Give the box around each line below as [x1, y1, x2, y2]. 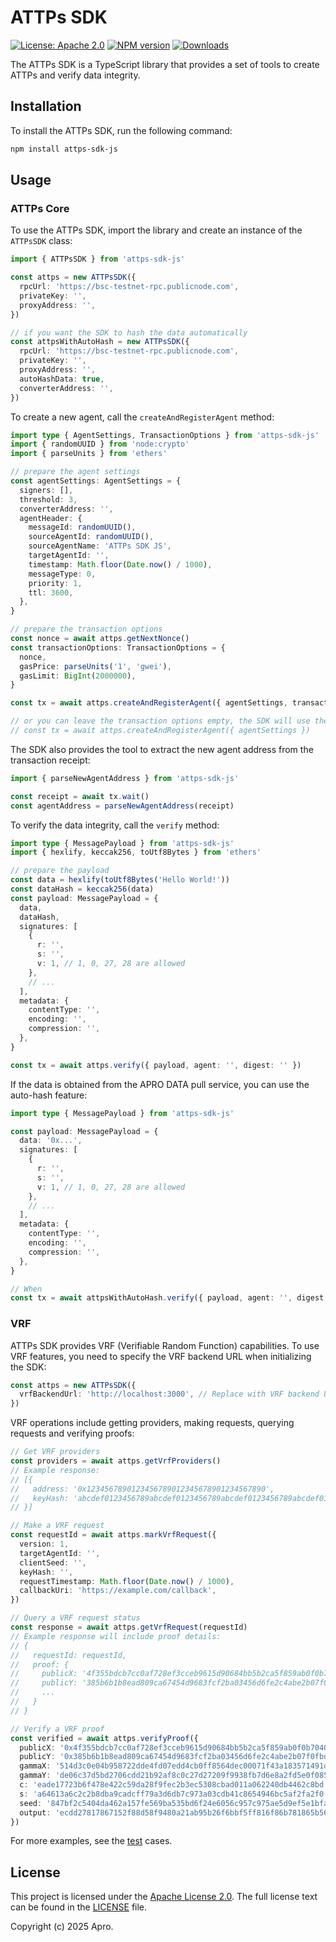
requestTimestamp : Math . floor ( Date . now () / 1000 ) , [19, 1576, 235, 1586]
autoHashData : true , [19, 374, 105, 384]
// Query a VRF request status [10, 1613, 141, 1623]
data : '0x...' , [19, 1136, 83, 1146]
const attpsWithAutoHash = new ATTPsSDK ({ [10, 337, 190, 347]
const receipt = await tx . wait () [10, 791, 150, 801]
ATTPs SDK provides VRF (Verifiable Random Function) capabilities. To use [10, 1339, 320, 1351]
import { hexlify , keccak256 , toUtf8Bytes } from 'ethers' [10, 847, 262, 858]
